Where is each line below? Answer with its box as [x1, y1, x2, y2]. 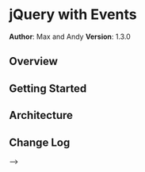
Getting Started [9, 82, 87, 95]
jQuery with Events [9, 6, 137, 24]
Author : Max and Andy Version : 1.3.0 [9, 32, 132, 41]
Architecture [9, 109, 74, 122]
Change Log [9, 136, 71, 149]
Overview [9, 55, 59, 68]
